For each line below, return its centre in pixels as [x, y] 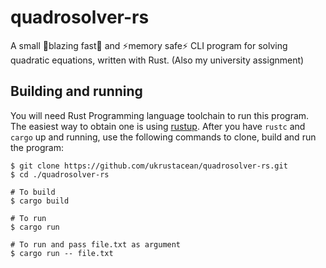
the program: [37, 147]
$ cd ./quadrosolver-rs [60, 174]
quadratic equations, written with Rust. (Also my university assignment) [157, 60]
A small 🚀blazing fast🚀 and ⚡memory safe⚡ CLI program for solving [149, 45]
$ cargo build [40, 201]
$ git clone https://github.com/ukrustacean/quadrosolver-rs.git [149, 166]
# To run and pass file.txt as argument [96, 244]
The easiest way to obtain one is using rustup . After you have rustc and [158, 126]
